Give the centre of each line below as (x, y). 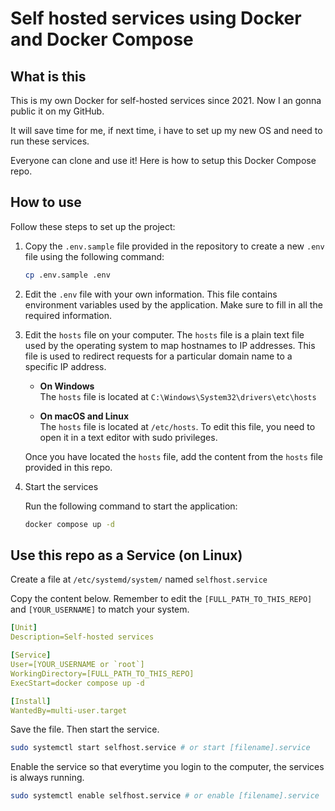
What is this (48, 76)
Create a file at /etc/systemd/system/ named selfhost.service (139, 579)
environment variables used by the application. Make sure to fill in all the (173, 304)
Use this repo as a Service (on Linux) (126, 555)
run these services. (50, 141)
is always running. (47, 778)
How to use (46, 202)
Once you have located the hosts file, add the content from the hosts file (173, 456)
